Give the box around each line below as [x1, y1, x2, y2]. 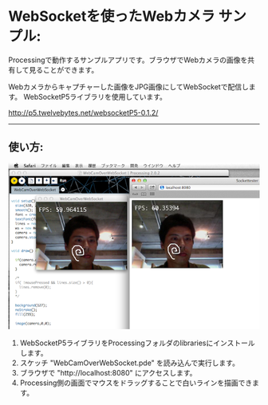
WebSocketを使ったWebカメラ [8, 7, 215, 26]
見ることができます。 [29, 65, 99, 74]
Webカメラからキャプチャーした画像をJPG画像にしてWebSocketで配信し [8, 81, 249, 92]
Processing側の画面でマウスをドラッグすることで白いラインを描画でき [19, 378, 253, 387]
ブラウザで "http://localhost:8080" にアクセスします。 [19, 368, 197, 378]
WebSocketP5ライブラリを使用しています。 [23, 92, 167, 101]
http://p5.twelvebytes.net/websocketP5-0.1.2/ [8, 108, 159, 117]
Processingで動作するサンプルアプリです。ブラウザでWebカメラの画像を [8, 55, 248, 65]
